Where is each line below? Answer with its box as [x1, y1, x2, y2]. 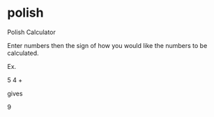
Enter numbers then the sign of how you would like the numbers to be [7, 41, 208, 49]
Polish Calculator [7, 28, 56, 36]
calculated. [7, 49, 40, 57]
